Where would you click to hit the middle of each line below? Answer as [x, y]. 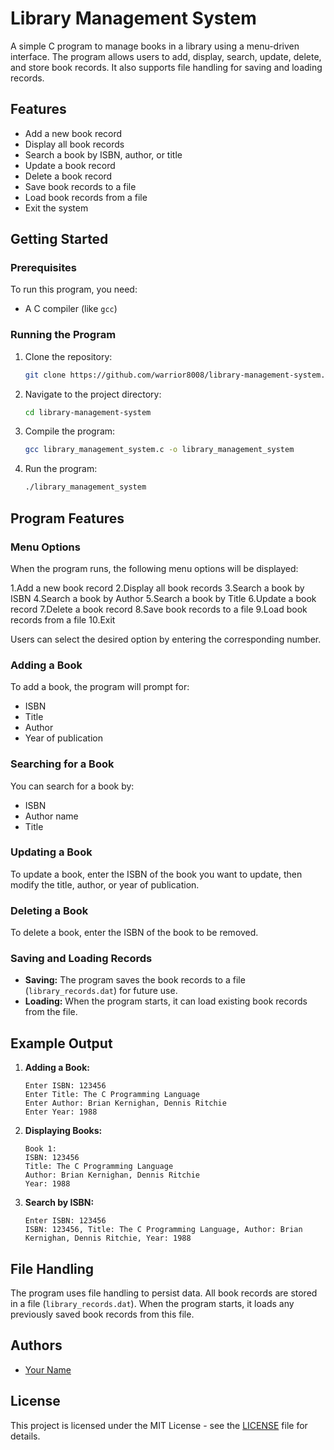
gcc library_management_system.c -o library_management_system [159, 450]
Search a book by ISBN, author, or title [103, 154]
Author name [51, 816]
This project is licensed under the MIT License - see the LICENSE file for [159, 1425]
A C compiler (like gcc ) [71, 309]
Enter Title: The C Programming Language [112, 1095]
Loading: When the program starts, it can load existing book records [166, 1001]
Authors [36, 1345]
